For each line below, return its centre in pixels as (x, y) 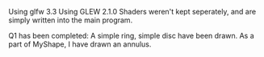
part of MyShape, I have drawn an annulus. (80, 44)
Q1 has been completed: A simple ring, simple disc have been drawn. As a (131, 36)
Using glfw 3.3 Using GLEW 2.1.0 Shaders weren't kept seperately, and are (132, 12)
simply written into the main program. (71, 20)
